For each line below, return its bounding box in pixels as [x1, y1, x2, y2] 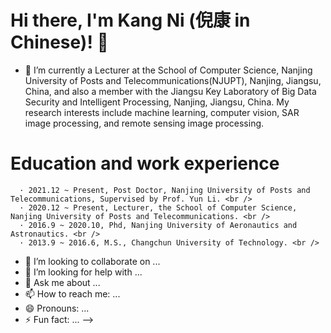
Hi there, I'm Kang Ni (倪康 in [10, 9, 251, 32]
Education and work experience [10, 152, 280, 175]
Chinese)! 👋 [10, 31, 109, 54]
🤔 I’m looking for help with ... [24, 266, 143, 278]
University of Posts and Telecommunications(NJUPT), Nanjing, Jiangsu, [24, 74, 322, 86]
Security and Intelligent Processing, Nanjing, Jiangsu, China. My [24, 96, 290, 108]
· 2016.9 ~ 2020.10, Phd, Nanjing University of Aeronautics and [19, 220, 298, 230]
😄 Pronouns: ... [24, 302, 90, 314]
